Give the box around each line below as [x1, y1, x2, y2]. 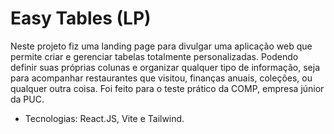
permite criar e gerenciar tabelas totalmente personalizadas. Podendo [10, 50, 299, 62]
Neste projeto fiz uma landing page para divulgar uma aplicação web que [10, 40, 313, 52]
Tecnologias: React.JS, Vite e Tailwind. [24, 112, 185, 124]
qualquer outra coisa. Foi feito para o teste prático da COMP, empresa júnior [10, 82, 325, 94]
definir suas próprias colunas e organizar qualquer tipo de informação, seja [10, 61, 321, 73]
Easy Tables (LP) [10, 7, 152, 30]
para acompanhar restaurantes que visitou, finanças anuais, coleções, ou [10, 72, 313, 84]
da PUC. [10, 93, 45, 105]
